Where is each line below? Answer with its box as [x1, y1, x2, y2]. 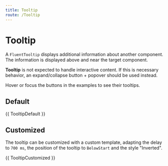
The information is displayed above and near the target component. [5, 57, 148, 63]
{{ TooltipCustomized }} [5, 155, 55, 161]
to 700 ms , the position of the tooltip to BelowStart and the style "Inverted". [5, 145, 163, 151]
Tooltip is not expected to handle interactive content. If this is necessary [5, 67, 159, 73]
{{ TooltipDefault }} [5, 111, 46, 117]
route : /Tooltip [5, 12, 40, 17]
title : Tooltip [5, 7, 38, 13]
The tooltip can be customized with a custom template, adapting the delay [5, 139, 162, 145]
